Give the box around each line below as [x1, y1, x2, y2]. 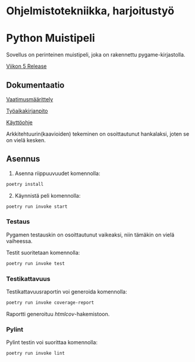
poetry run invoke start [6, 204, 68, 210]
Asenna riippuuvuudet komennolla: [14, 170, 100, 177]
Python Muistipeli [6, 32, 95, 45]
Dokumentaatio [6, 80, 65, 90]
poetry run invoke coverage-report [6, 299, 95, 305]
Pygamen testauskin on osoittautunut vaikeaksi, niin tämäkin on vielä [6, 231, 175, 238]
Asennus [6, 154, 40, 164]
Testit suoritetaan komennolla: [6, 249, 80, 256]
